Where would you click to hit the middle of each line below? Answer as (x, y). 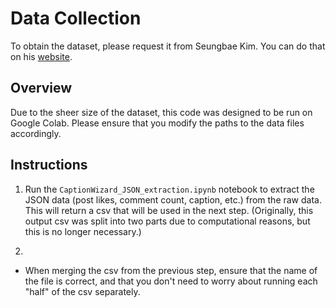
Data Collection (76, 18)
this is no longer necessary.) (83, 231)
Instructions (49, 165)
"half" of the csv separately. (82, 291)
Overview (41, 88)
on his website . (41, 56)
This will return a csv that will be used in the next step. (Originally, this (169, 210)
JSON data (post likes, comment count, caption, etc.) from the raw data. (173, 199)
